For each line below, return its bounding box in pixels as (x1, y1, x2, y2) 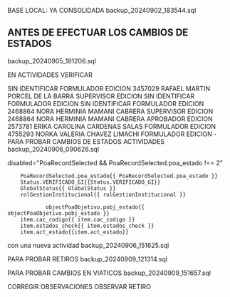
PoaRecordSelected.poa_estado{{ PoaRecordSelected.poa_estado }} (20, 172, 219, 179)
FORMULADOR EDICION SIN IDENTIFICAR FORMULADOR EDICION (7, 99, 204, 108)
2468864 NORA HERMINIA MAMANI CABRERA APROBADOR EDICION (7, 114, 214, 123)
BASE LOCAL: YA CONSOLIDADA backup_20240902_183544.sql (7, 6, 197, 14)
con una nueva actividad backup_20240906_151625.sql (7, 241, 169, 249)
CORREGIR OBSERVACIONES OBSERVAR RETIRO (7, 282, 152, 291)
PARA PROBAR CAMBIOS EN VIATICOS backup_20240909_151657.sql (7, 269, 211, 277)
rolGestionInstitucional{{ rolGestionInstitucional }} (20, 191, 187, 198)
